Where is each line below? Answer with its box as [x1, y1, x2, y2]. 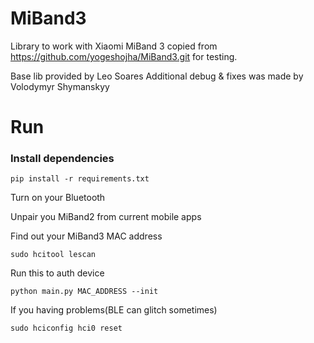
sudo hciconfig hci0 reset [10, 323, 123, 334]
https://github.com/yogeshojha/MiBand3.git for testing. [10, 50, 238, 62]
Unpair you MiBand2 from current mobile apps [10, 211, 202, 223]
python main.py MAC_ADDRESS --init [10, 287, 159, 297]
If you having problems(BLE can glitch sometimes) [10, 304, 218, 316]
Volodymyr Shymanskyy [10, 80, 110, 92]
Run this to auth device [10, 267, 105, 279]
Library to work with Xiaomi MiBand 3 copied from [10, 40, 218, 52]
